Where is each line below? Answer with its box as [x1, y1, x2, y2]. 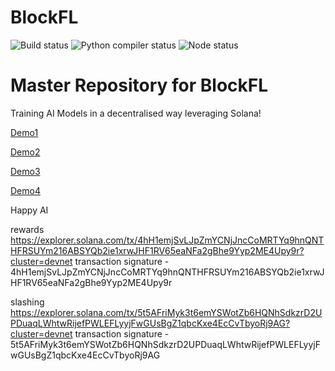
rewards [10, 223, 45, 235]
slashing [10, 296, 45, 308]
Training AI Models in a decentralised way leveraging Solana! [10, 107, 262, 119]
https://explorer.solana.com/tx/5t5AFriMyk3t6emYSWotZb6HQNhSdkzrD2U [10, 306, 323, 318]
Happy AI [10, 204, 49, 216]
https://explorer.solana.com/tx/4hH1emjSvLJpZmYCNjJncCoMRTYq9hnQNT [10, 234, 325, 246]
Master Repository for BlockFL [10, 74, 269, 97]
